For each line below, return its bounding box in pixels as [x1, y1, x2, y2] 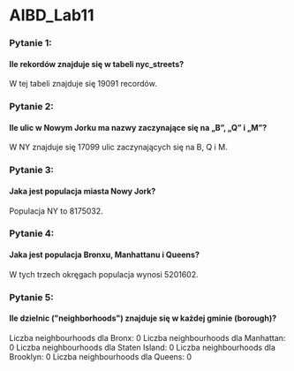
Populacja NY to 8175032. [9, 205, 103, 216]
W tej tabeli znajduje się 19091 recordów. [9, 79, 157, 89]
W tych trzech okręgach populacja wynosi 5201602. [9, 269, 199, 279]
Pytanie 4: [9, 227, 55, 239]
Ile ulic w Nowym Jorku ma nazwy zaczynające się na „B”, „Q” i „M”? [9, 122, 268, 132]
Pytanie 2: [9, 101, 55, 113]
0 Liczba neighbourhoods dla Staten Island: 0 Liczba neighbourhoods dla [9, 342, 276, 352]
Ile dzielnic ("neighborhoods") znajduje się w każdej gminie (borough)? [9, 313, 276, 323]
